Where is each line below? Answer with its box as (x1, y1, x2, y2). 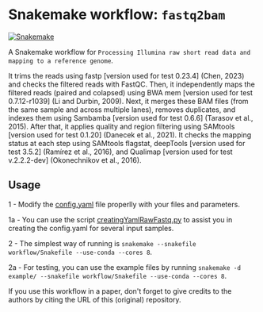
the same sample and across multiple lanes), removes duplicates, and (8, 105, 236, 114)
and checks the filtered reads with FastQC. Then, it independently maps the (8, 79, 255, 89)
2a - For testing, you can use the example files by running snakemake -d (8, 262, 242, 272)
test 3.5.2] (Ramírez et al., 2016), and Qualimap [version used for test (8, 147, 233, 156)
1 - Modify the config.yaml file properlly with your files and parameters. (8, 199, 240, 209)
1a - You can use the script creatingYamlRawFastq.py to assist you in (8, 214, 233, 224)
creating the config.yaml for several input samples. (8, 223, 174, 233)
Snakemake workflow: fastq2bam (8, 6, 226, 24)
